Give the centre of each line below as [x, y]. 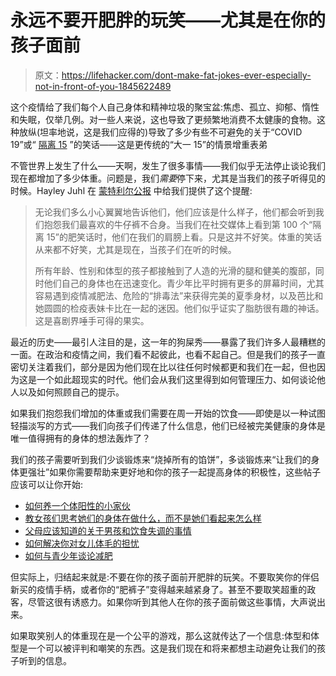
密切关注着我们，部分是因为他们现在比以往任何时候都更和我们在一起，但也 [163, 367]
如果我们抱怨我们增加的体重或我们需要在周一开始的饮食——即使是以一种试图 [168, 413]
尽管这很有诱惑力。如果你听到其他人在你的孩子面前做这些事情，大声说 [172, 602]
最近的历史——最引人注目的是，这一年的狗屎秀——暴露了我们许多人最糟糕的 [168, 342]
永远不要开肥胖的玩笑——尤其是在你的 [168, 20]
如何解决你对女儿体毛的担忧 [82, 543]
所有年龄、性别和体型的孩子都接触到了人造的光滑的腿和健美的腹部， [175, 270]
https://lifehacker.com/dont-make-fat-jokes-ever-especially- [186, 75]
